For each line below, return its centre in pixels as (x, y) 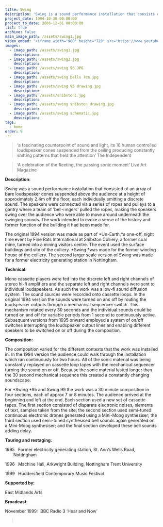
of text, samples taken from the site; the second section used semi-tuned (78, 410)
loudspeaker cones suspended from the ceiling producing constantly (86, 150)
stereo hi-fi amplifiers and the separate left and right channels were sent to (80, 284)
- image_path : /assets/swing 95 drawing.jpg (55, 86)
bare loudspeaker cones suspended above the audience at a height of (75, 194)
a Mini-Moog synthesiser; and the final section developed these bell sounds (81, 426)
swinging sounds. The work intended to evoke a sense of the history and (78, 220)
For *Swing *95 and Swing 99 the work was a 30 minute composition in (77, 390)
